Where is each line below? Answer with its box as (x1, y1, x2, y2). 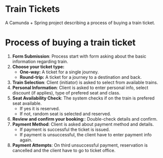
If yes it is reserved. (19, 105, 60, 111)
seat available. (12, 100, 42, 106)
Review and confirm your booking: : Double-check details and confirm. (12, 116, 158, 122)
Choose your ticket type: (12, 63, 65, 69)
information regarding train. (12, 58, 68, 64)
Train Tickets (5, 3, 60, 15)
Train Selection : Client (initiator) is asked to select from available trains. (12, 79, 159, 85)
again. (19, 137, 33, 143)
